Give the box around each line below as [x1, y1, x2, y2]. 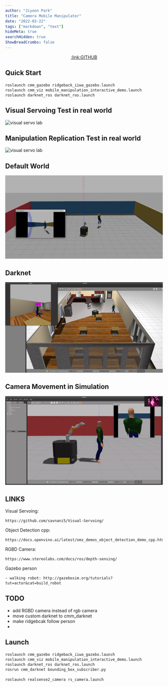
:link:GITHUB [70, 54, 97, 60]
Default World [5, 162, 49, 170]
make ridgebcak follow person [12, 618, 75, 624]
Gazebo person [5, 565, 37, 571]
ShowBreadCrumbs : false [5, 40, 55, 45]
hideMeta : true [5, 29, 37, 35]
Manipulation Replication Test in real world [5, 134, 141, 142]
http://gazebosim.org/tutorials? [43, 576, 113, 581]
